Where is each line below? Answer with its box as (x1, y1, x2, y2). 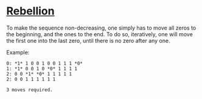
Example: (6, 48, 30, 56)
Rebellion (6, 4, 55, 18)
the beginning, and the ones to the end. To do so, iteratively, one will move (6, 30, 193, 37)
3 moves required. (6, 86, 53, 93)
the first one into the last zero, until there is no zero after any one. (6, 37, 170, 44)
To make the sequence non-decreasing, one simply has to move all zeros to (6, 24, 197, 31)
